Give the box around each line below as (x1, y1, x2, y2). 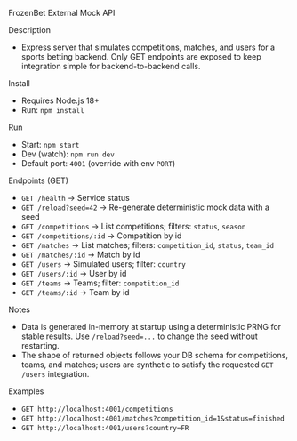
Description (8, 25, 51, 35)
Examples (8, 386, 44, 397)
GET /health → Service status (20, 193, 130, 203)
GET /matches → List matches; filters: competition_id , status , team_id (20, 240, 275, 250)
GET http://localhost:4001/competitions (20, 405, 173, 413)
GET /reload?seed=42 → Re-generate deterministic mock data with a (20, 202, 270, 212)
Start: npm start (20, 140, 80, 149)
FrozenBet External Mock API (8, 8, 116, 18)
